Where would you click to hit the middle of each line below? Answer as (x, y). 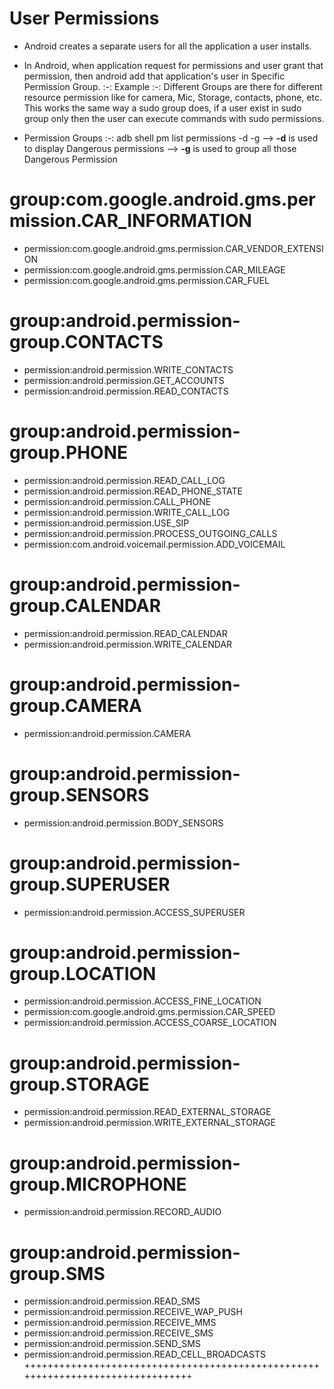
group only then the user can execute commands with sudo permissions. (174, 118)
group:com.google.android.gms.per (162, 199)
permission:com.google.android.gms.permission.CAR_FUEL (146, 280)
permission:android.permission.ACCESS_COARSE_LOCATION (150, 1023)
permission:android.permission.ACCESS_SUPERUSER (134, 912)
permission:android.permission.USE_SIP (106, 523)
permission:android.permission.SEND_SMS (112, 1344)
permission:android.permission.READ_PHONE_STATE (133, 491)
